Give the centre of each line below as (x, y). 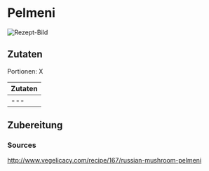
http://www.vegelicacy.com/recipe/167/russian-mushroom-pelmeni (104, 160)
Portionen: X (25, 71)
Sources (22, 145)
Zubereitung (35, 125)
